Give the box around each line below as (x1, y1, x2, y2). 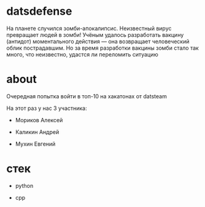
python (15, 182, 34, 189)
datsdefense (6, 4, 72, 18)
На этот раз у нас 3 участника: (6, 104, 87, 112)
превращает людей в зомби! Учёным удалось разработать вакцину (6, 31, 184, 38)
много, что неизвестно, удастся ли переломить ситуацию (6, 50, 158, 58)
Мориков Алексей (15, 116, 63, 123)
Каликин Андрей (15, 128, 60, 136)
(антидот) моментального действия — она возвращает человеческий (6, 37, 190, 45)
